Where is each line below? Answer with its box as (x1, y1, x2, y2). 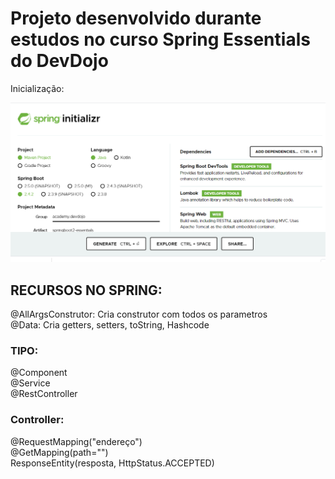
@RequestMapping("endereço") (10, 435, 143, 447)
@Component (10, 367, 68, 379)
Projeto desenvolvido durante (10, 7, 262, 30)
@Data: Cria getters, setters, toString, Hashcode (10, 319, 210, 331)
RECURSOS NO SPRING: (10, 282, 163, 299)
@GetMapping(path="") (10, 446, 109, 458)
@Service (10, 377, 51, 389)
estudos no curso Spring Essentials (10, 28, 311, 51)
